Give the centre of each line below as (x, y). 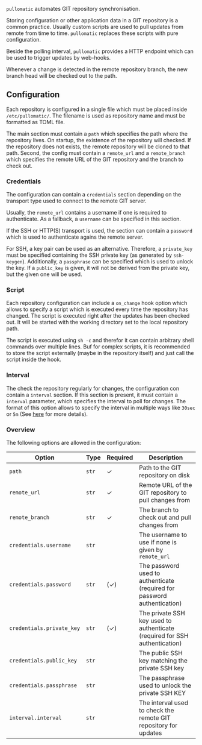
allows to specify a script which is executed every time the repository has (97, 309)
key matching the (164, 661)
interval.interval (35, 718)
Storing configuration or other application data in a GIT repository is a (92, 20)
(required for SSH (164, 636)
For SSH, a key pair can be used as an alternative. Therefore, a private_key (99, 249)
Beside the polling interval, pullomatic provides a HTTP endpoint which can (100, 51)
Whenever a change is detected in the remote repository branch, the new (97, 69)
